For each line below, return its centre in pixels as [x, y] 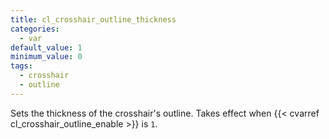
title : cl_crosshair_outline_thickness [93, 19]
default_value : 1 [46, 47]
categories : [35, 29]
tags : [21, 66]
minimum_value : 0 [46, 57]
